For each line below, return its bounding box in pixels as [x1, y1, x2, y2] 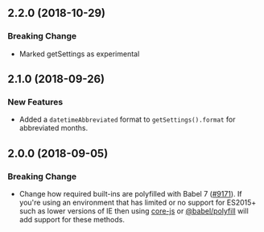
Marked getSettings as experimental [19, 48, 140, 59]
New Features [7, 97, 64, 107]
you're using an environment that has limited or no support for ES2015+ [19, 197, 257, 208]
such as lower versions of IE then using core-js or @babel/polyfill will [19, 206, 249, 216]
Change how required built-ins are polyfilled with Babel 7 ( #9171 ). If [19, 189, 242, 199]
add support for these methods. [19, 215, 126, 225]
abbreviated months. [19, 123, 89, 133]
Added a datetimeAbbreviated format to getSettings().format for [19, 114, 236, 124]
